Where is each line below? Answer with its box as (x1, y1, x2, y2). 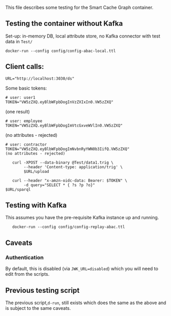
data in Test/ (5, 38, 33, 44)
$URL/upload (24, 169, 50, 174)
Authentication (5, 254, 44, 261)
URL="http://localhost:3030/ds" (5, 76, 74, 81)
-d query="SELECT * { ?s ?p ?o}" (24, 182, 96, 187)
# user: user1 (5, 95, 36, 100)
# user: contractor (5, 142, 47, 147)
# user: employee (5, 118, 43, 124)
